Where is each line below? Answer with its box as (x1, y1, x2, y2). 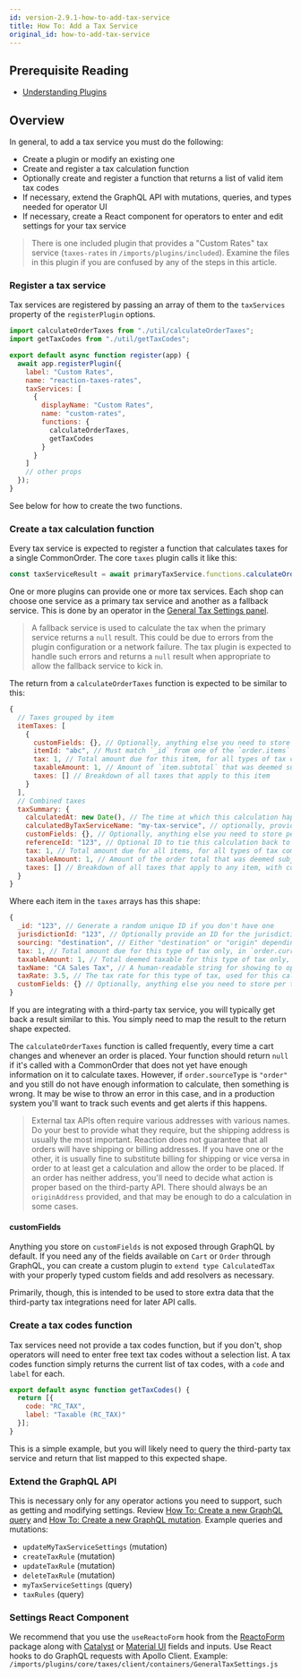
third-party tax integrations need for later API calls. (9, 1296, 197, 1308)
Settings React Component (9, 1612, 130, 1624)
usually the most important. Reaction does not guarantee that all (30, 1134, 269, 1145)
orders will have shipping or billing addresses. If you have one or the (30, 1144, 284, 1155)
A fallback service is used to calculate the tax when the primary (30, 623, 266, 633)
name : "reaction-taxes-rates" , (25, 375, 142, 385)
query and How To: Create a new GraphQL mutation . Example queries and (9, 1515, 283, 1526)
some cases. (30, 1201, 79, 1212)
